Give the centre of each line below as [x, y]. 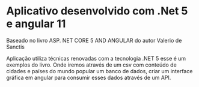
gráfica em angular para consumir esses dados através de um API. [89, 77]
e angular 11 [36, 24]
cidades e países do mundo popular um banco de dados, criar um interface [99, 71]
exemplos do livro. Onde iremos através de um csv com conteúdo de [92, 65]
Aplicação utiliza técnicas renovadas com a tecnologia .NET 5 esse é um [96, 58]
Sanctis [16, 47]
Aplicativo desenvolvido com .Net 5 [97, 11]
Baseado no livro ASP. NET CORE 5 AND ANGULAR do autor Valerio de [94, 40]
